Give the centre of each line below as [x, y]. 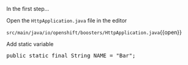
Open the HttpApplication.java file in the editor [67, 20]
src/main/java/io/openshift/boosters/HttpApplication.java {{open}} [94, 32]
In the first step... [28, 9]
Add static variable [30, 44]
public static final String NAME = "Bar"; [71, 56]
